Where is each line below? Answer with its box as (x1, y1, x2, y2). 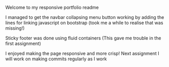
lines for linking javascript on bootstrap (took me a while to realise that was (5, 20, 163, 26)
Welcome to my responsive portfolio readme (5, 5, 99, 10)
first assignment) (5, 40, 41, 47)
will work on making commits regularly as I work (5, 56, 107, 62)
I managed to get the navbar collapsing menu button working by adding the (5, 14, 164, 20)
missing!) (5, 25, 25, 31)
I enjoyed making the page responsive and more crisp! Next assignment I (5, 51, 160, 56)
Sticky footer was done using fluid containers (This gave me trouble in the (5, 35, 161, 41)
